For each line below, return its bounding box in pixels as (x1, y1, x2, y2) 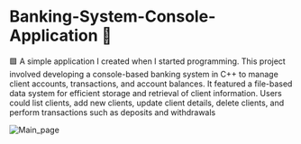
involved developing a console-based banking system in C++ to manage (9, 68, 279, 79)
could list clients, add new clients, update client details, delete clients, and (9, 97, 285, 108)
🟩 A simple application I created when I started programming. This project (9, 56, 286, 67)
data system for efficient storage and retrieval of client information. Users (9, 87, 282, 98)
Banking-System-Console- (9, 6, 216, 27)
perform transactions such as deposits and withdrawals (9, 106, 216, 118)
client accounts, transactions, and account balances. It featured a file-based (9, 78, 293, 89)
